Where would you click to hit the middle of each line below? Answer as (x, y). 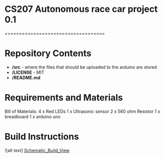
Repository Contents (48, 53)
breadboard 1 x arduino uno (33, 116)
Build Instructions (42, 137)
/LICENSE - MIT (28, 72)
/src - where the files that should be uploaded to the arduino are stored (84, 67)
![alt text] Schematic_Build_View (37, 150)
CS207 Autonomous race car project (81, 9)
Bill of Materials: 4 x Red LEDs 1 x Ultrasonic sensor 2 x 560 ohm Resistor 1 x (82, 111)
